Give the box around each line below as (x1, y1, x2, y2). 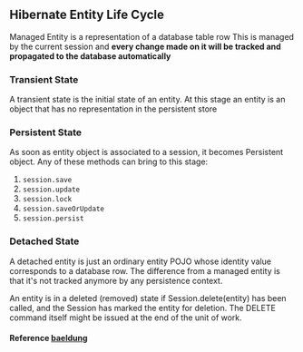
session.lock (22, 195, 73, 204)
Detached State (9, 235, 80, 248)
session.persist (22, 214, 84, 223)
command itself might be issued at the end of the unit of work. (9, 312, 242, 323)
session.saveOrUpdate (22, 204, 104, 214)
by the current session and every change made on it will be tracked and (9, 41, 281, 52)
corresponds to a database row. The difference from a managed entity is (9, 265, 281, 276)
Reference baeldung (9, 333, 88, 344)
